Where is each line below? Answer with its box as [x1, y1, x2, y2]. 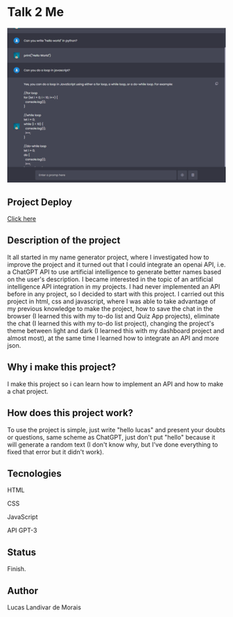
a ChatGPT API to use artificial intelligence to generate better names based [7, 267, 222, 276]
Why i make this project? [7, 361, 116, 373]
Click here [7, 215, 37, 223]
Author [7, 584, 38, 596]
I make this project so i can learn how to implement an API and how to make [7, 379, 224, 388]
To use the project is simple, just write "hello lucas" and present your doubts [7, 425, 225, 433]
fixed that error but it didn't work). [7, 447, 104, 456]
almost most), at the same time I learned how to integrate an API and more [7, 334, 220, 342]
